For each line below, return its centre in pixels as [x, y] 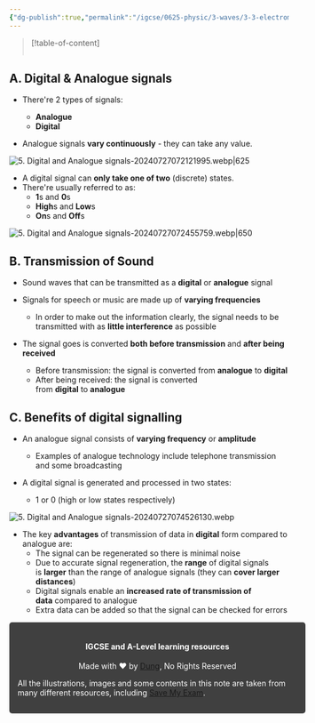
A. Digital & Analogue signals [91, 79]
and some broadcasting [79, 466]
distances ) [55, 582]
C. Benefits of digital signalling [96, 418]
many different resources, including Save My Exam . [111, 693]
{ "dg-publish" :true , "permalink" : [71, 17]
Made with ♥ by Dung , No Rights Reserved [157, 666]
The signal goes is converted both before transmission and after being [153, 344]
